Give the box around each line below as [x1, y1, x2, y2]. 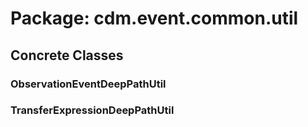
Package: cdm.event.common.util [10, 7, 299, 30]
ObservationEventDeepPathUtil [10, 77, 167, 91]
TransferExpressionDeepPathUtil [10, 103, 175, 117]
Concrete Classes [10, 47, 124, 64]
